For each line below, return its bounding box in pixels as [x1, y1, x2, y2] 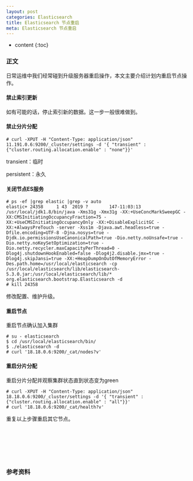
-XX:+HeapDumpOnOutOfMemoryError [64, 256, 146, 262]
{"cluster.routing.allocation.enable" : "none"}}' [6, 146, 133, 153]
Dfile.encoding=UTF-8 [6, 230, 60, 236]
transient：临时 [6, 158, 43, 165]
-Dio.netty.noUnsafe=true [114, 235, 178, 241]
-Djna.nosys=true [61, 230, 104, 236]
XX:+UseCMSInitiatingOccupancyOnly [6, 220, 94, 226]
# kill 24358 [6, 282, 38, 288]
